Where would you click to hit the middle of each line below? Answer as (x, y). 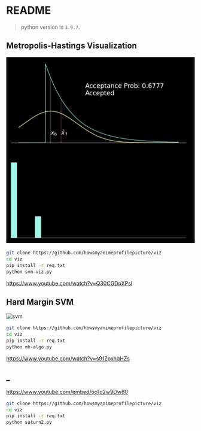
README (29, 10)
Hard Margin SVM (40, 302)
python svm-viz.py (29, 272)
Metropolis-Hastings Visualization (72, 46)
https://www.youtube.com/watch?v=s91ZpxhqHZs (68, 358)
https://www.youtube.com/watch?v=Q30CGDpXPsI (69, 283)
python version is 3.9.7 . (50, 27)
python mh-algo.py (29, 347)
